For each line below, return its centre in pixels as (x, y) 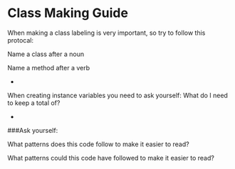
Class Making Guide (68, 13)
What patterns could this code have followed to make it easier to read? (111, 158)
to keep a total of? (34, 103)
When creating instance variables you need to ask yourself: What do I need (117, 95)
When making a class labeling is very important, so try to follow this (106, 33)
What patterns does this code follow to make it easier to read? (99, 144)
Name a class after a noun (46, 54)
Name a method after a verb (49, 67)
